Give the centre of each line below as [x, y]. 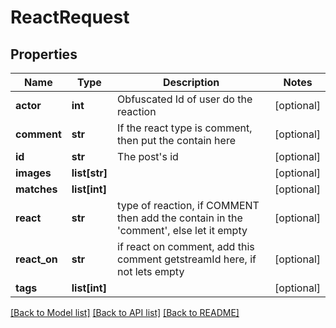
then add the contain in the [180, 218]
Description [191, 82]
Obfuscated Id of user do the [185, 99]
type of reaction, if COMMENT [188, 205]
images [33, 173]
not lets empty [151, 271]
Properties [44, 54]
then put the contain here [176, 140]
